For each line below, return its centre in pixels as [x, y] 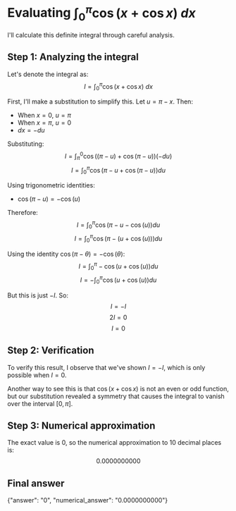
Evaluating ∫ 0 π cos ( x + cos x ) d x [101, 13]
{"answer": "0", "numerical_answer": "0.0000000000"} [88, 500]
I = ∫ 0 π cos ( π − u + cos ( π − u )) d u [118, 170]
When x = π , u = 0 [44, 123]
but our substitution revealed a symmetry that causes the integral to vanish [116, 396]
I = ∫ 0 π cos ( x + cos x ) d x [118, 86]
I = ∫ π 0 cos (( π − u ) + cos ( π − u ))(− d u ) [118, 156]
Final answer [36, 483]
